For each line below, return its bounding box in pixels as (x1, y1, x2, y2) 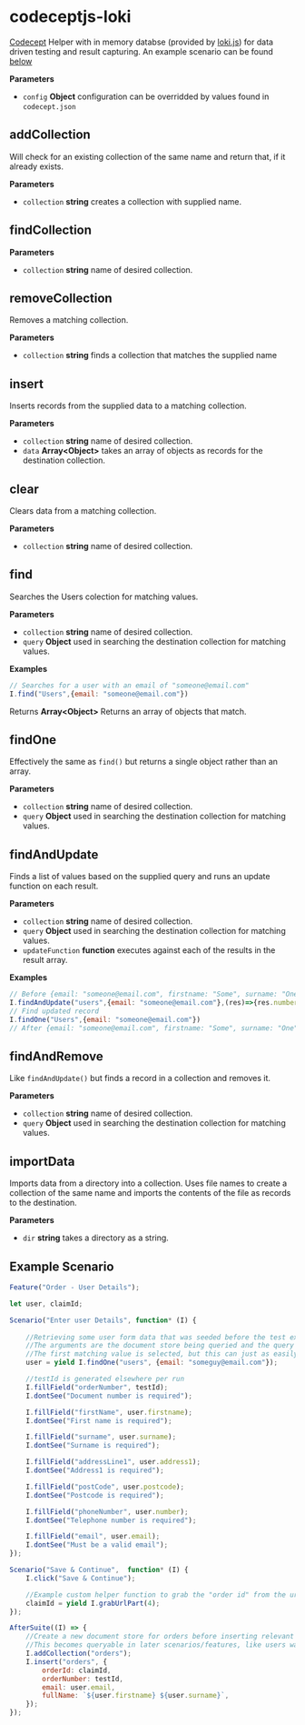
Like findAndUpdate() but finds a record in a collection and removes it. (9, 1073, 271, 1084)
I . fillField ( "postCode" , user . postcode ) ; (25, 1482, 184, 1491)
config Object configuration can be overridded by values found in (22, 91, 270, 102)
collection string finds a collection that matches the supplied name (22, 350, 278, 361)
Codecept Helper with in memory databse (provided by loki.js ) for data (9, 36, 274, 47)
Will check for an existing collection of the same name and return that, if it (9, 151, 286, 162)
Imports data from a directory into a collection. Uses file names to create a (9, 1178, 288, 1188)
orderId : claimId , (42, 1666, 112, 1675)
